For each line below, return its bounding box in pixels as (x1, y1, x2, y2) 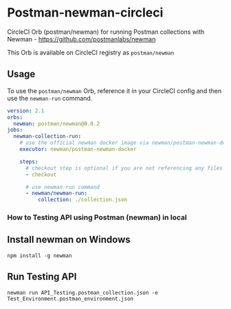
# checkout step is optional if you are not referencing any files (25, 164, 223, 172)
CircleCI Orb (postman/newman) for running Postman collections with (7, 28, 205, 36)
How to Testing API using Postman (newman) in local (7, 212, 187, 222)
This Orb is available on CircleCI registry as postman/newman (7, 48, 175, 57)
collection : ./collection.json (37, 197, 128, 203)
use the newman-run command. (7, 94, 93, 102)
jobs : (7, 126, 23, 134)
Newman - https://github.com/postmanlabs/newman (7, 34, 156, 43)
